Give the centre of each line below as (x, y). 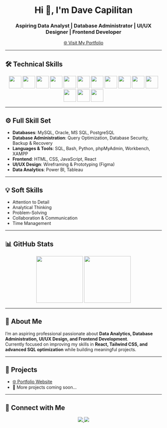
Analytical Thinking (32, 207)
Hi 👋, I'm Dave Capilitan (83, 10)
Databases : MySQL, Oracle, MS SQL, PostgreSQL (63, 133)
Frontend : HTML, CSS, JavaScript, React (54, 159)
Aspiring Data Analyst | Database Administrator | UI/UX (83, 26)
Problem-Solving (30, 213)
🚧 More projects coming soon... (44, 387)
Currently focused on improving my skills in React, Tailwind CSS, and (76, 344)
